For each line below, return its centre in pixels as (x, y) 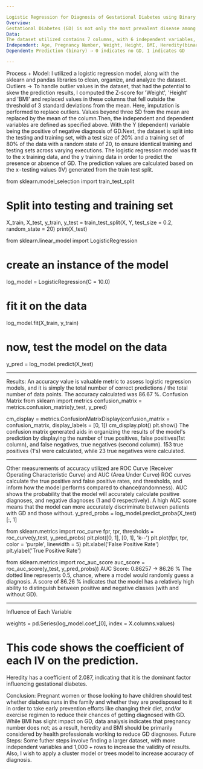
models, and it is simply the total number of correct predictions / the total (97, 388)
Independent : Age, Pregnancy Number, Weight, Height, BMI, (82, 45)
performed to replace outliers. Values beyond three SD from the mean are (98, 112)
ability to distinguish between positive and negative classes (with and (93, 588)
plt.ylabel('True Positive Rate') (44, 550)
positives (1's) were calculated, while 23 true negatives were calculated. (96, 451)
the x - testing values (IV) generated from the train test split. (80, 169)
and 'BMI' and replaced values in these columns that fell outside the (91, 99)
